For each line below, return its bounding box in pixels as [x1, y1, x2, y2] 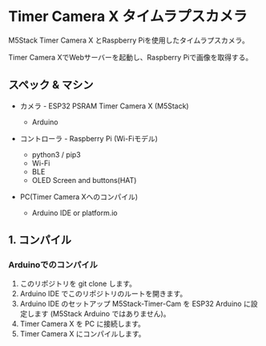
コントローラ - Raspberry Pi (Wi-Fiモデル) [19, 133, 159, 143]
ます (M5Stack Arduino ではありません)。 [34, 309, 171, 319]
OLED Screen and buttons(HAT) [31, 175, 137, 185]
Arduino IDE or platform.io [31, 208, 118, 218]
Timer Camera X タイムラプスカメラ [8, 7, 248, 26]
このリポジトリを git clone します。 [19, 279, 136, 289]
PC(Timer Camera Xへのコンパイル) [19, 192, 139, 201]
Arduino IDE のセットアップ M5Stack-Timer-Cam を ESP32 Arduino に [19, 299, 251, 309]
